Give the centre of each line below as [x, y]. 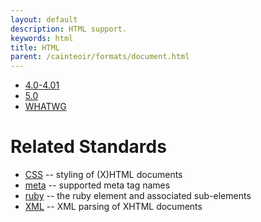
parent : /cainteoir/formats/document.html [100, 57]
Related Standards [88, 147]
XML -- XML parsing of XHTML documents [113, 207]
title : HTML [35, 47]
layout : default [44, 19]
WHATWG [45, 107]
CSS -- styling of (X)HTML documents [103, 175]
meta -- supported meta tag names [97, 185]
